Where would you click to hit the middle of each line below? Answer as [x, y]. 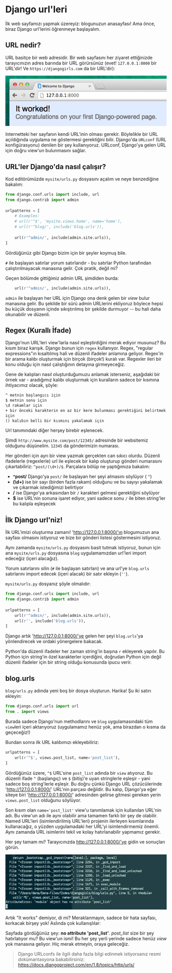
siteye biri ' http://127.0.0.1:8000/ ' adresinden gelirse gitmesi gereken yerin [83, 795]
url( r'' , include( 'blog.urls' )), [50, 621]
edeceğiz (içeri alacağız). [32, 558]
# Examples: [27, 216]
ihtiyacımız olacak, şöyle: [32, 385]
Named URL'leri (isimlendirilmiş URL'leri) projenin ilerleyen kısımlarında [80, 821]
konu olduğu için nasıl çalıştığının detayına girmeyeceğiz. [65, 364]
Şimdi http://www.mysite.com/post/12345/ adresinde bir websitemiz [77, 440]
